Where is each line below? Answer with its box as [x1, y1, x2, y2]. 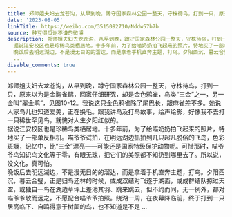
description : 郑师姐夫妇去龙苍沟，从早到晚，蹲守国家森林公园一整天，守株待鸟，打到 [7, 36, 222, 43]
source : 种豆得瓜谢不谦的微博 [7, 29, 84, 37]
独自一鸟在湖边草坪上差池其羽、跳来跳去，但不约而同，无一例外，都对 [25, 185, 225, 194]
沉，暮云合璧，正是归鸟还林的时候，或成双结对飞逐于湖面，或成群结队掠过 [7, 176, 219, 185]
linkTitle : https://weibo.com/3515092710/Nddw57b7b [7, 23, 159, 30]
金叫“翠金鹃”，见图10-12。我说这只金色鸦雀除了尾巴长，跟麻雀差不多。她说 [7, 98, 222, 107]
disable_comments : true [7, 62, 76, 68]
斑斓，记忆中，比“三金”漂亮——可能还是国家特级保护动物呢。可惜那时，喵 [7, 142, 219, 150]
